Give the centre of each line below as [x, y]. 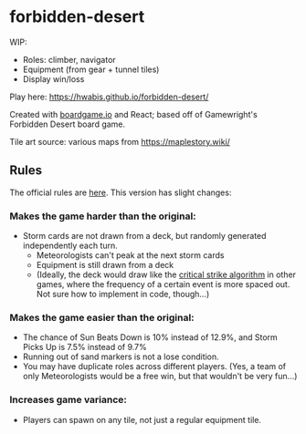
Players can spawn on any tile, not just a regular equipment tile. [142, 419]
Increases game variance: [69, 400]
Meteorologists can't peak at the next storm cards [130, 255]
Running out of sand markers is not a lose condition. [121, 356]
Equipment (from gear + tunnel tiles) [91, 69]
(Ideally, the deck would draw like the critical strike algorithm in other [166, 274]
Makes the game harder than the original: [103, 216]
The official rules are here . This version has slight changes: [121, 192]
